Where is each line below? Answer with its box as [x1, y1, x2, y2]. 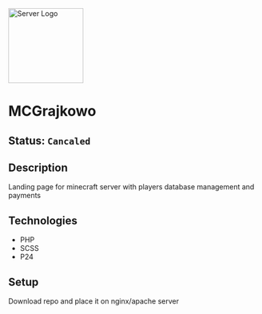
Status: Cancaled [8, 133, 91, 147]
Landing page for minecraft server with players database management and [8, 182, 255, 192]
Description [8, 161, 68, 174]
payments [8, 191, 42, 201]
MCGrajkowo [8, 102, 97, 121]
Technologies [8, 213, 78, 227]
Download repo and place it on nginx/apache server [8, 296, 180, 306]
